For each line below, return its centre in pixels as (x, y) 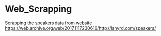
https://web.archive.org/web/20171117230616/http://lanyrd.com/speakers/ (80, 28)
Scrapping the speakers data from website (49, 23)
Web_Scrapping (39, 9)
